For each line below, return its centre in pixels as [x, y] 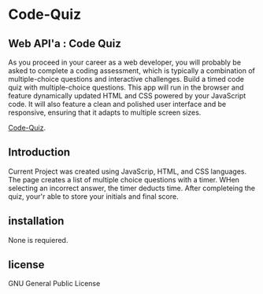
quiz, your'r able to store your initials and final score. [93, 196]
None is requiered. [38, 240]
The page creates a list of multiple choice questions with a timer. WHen [124, 179]
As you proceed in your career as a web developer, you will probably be [125, 62]
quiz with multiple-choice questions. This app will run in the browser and [126, 87]
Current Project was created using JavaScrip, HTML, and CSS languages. [128, 171]
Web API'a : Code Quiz [65, 44]
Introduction [39, 152]
